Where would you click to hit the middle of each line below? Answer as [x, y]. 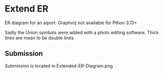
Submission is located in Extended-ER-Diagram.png [59, 65]
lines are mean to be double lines [39, 38]
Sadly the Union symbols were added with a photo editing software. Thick [82, 32]
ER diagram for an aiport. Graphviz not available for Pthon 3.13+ [71, 23]
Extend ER [27, 9]
